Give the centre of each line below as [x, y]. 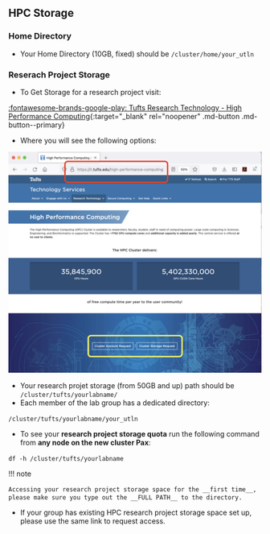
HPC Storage [41, 13]
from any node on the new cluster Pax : [85, 443]
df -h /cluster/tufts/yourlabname [66, 459]
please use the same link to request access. [93, 521]
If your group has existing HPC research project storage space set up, [136, 513]
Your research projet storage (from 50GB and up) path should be [127, 386]
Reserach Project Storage [59, 74]
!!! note [20, 474]
